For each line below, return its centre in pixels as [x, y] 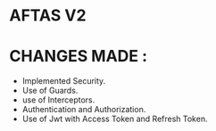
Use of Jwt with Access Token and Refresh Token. [115, 119]
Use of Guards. [50, 91]
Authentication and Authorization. [84, 110]
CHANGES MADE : [79, 57]
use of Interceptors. [58, 100]
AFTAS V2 [48, 16]
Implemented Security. [64, 81]
